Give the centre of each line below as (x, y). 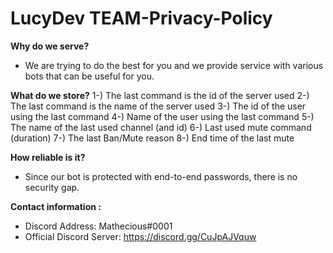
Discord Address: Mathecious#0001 (98, 226)
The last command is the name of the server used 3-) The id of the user (158, 106)
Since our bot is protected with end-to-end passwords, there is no (161, 176)
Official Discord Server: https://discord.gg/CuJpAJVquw (140, 236)
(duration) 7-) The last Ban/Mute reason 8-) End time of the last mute (152, 138)
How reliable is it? (48, 157)
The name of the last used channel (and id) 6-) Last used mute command (161, 127)
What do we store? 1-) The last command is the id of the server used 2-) (160, 95)
